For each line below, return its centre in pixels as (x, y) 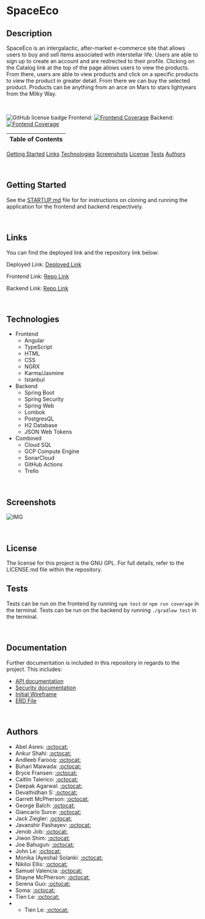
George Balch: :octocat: (45, 805)
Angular (34, 341)
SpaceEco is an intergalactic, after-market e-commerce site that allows (96, 48)
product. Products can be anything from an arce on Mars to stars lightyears (102, 87)
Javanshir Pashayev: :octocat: (53, 825)
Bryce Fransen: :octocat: (46, 773)
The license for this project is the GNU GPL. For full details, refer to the (95, 563)
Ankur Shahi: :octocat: (43, 753)
